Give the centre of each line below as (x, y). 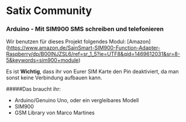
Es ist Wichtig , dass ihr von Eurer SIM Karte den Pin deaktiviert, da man (93, 72)
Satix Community (49, 11)
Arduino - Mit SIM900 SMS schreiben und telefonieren (85, 29)
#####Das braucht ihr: (34, 89)
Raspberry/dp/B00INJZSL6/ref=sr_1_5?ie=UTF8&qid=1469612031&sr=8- (93, 54)
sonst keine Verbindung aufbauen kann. (54, 78)
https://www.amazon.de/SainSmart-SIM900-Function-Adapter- (84, 48)
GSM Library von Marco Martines (54, 113)
